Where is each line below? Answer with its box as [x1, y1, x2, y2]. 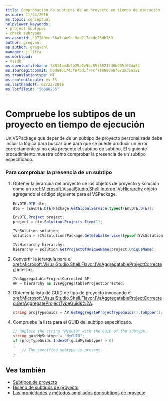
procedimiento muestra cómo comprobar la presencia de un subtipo [5, 151, 146, 157]
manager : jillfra [5, 49, 42, 54]
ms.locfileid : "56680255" [5, 86, 59, 92]
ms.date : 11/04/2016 [5, 12, 49, 17]
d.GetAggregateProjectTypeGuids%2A [12, 300, 92, 306]
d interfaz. [12, 266, 34, 272]
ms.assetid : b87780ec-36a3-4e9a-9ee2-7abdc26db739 [5, 36, 113, 41]
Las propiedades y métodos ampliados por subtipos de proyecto [12, 390, 146, 396]
